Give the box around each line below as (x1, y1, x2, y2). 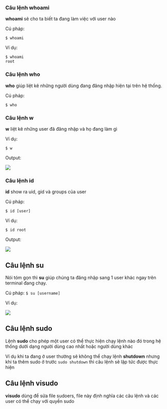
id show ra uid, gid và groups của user (5, 189, 87, 195)
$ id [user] (5, 209, 31, 214)
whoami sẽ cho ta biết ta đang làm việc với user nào (5, 16, 116, 22)
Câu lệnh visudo (5, 379, 58, 388)
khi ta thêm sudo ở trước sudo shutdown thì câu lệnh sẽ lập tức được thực (5, 358, 158, 365)
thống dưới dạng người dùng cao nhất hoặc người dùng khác (5, 343, 133, 350)
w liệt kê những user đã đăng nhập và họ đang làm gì (5, 126, 118, 132)
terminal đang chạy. (5, 280, 47, 286)
